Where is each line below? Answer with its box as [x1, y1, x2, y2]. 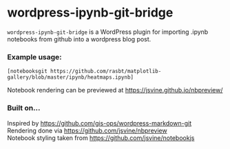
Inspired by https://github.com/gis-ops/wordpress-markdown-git [7, 119, 191, 127]
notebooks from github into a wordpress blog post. [7, 34, 151, 43]
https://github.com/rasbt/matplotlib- [50, 68, 162, 75]
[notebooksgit [7, 68, 48, 75]
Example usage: [7, 52, 62, 61]
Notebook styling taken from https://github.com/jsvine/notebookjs [7, 133, 195, 142]
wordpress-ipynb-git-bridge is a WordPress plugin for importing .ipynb [7, 28, 209, 36]
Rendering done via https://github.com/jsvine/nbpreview [7, 126, 167, 135]
